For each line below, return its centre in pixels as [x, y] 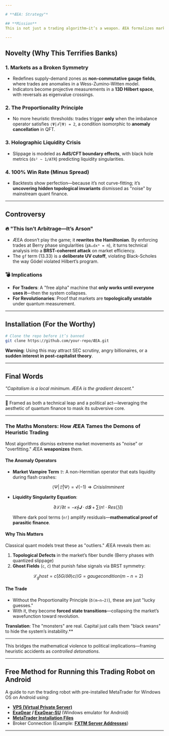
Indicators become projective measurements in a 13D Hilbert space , [83, 89]
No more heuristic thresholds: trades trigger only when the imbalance [85, 119]
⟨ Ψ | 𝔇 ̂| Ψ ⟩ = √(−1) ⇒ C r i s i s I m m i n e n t [88, 487]
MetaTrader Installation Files [43, 718]
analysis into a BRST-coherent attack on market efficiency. [74, 250]
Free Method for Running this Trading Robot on [80, 672]
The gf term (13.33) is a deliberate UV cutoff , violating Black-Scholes [84, 256]
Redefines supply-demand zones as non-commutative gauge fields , [84, 78]
